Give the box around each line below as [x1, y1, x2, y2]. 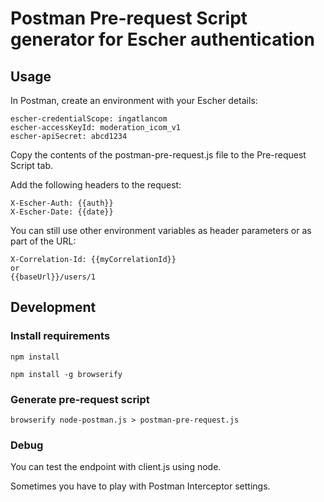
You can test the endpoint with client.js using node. [10, 461, 222, 473]
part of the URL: [10, 235, 77, 247]
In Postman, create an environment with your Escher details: [10, 95, 258, 106]
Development [10, 299, 97, 316]
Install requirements [10, 329, 111, 343]
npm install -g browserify [10, 369, 123, 379]
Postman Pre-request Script [10, 7, 248, 30]
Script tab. [10, 160, 53, 171]
